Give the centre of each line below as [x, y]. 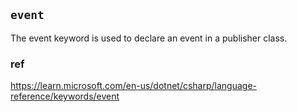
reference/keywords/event [65, 96]
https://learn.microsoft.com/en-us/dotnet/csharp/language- [134, 86]
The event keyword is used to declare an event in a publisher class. [149, 38]
